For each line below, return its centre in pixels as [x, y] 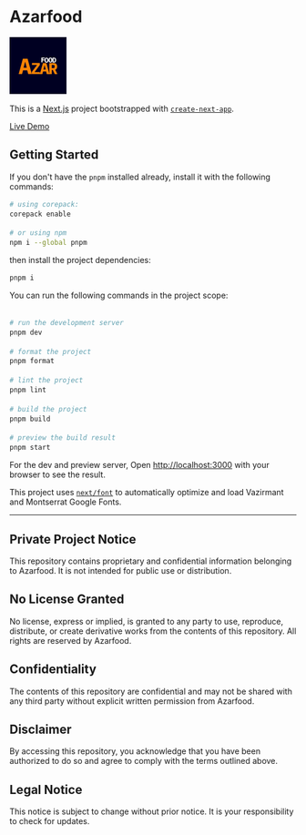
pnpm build [30, 419]
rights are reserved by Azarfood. [71, 640]
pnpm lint [28, 390]
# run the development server [67, 322]
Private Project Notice [73, 539]
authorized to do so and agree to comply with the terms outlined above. [144, 761]
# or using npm [38, 233]
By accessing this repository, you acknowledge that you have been [135, 751]
